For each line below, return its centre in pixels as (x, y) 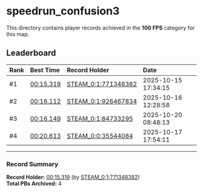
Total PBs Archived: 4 (34, 184)
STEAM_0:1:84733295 (100, 119)
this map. (18, 34)
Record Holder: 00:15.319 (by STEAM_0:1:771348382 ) (73, 177)
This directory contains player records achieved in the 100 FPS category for (101, 28)
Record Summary (32, 164)
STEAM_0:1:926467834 (102, 101)
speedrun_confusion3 (63, 11)
